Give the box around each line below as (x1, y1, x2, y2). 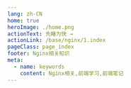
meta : (7, 57, 23, 64)
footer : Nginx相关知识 (7, 50, 70, 57)
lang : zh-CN (7, 10, 42, 18)
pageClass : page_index (7, 43, 74, 50)
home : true (7, 17, 40, 24)
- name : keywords (13, 63, 65, 70)
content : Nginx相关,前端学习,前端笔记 (20, 70, 124, 77)
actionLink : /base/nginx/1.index (7, 37, 106, 44)
